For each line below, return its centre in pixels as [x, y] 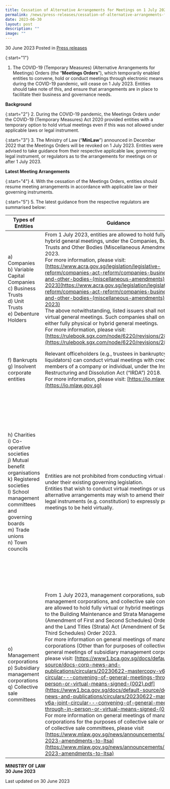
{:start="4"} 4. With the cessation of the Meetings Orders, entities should [81, 181]
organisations [24, 473]
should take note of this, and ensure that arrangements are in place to [85, 89]
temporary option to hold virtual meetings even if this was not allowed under [85, 125]
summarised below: [26, 207]
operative [19, 447]
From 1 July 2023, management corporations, [100, 595]
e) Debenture [24, 314]
